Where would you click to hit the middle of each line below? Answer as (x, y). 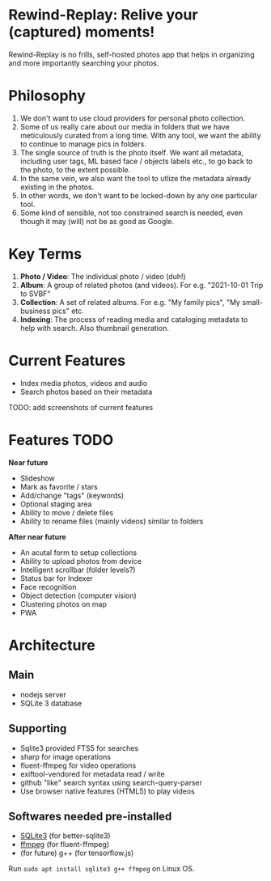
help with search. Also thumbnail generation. (95, 328)
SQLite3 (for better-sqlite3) (65, 836)
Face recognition (48, 587)
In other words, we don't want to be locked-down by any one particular (138, 195)
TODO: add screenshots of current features (81, 407)
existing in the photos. (57, 187)
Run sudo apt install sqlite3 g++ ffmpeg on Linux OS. (102, 869)
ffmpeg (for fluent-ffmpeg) (65, 845)
